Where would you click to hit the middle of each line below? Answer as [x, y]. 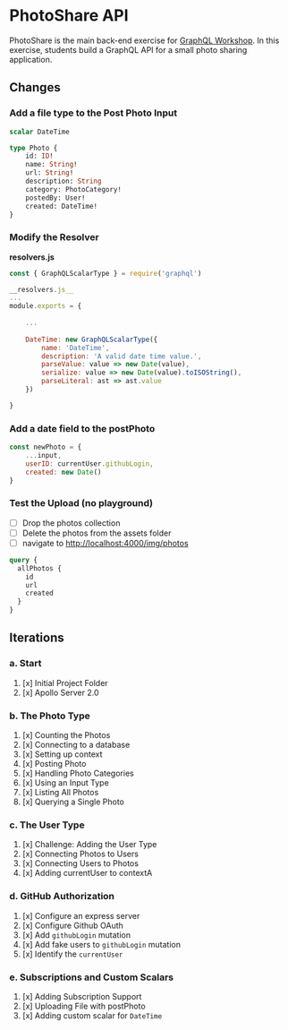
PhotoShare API [69, 16]
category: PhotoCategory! [74, 189]
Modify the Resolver [55, 237]
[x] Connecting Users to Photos [80, 863]
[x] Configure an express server [81, 915]
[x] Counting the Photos [66, 735]
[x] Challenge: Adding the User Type [89, 845]
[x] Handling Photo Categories [78, 773]
